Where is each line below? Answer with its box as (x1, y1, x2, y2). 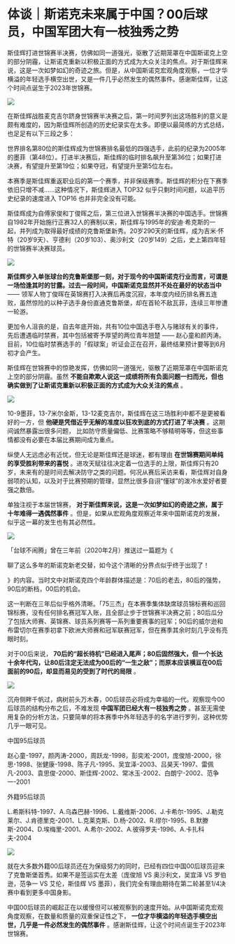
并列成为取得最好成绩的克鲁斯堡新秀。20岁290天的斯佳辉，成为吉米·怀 (19, 226, 225, 235)
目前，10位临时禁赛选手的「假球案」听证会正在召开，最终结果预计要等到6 (7, 340, 220, 348)
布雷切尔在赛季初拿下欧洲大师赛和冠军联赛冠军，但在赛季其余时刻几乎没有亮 (7, 625, 228, 634)
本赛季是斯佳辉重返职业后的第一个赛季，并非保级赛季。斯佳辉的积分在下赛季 (7, 176, 228, 185)
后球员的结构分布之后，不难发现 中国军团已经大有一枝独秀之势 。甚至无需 (7, 703, 219, 712)
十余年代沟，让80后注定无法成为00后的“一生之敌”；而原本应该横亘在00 (7, 658, 217, 667)
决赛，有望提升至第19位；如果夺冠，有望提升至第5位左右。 (7, 161, 177, 170)
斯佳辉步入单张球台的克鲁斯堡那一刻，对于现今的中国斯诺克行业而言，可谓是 (7, 272, 228, 281)
